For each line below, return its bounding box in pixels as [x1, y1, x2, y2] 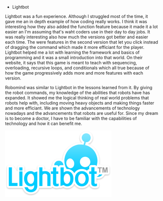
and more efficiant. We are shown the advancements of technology [5, 105, 140, 111]
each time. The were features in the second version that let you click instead [5, 39, 158, 45]
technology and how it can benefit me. [5, 121, 83, 126]
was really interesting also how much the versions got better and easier [5, 34, 148, 40]
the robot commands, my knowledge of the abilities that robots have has [5, 90, 150, 95]
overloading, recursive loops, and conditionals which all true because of [5, 65, 149, 71]
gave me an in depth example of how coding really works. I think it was [5, 19, 147, 24]
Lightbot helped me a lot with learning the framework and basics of [5, 49, 140, 55]
